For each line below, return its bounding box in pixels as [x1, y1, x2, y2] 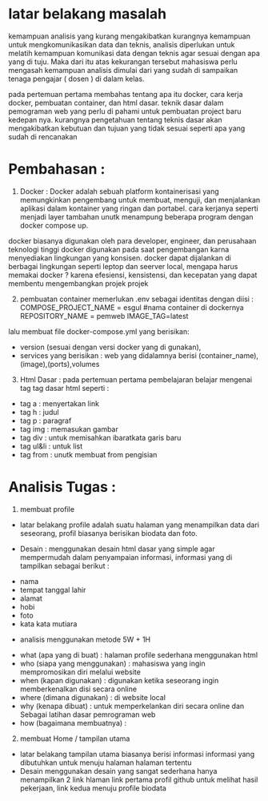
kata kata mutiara [19, 618, 78, 629]
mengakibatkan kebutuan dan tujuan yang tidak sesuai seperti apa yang [8, 123, 246, 133]
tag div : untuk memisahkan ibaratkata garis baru [19, 433, 182, 442]
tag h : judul [19, 407, 59, 417]
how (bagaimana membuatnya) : [19, 718, 127, 727]
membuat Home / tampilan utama [19, 734, 130, 743]
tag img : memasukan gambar [19, 424, 118, 433]
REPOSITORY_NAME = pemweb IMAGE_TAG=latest [19, 311, 189, 320]
